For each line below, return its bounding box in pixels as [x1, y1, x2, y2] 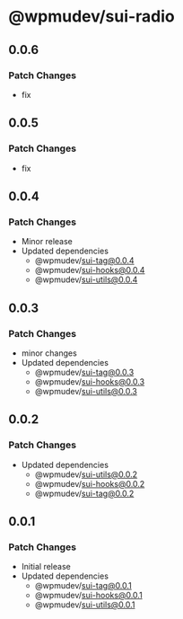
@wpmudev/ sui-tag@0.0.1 [34, 580, 132, 591]
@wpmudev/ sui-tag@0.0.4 [34, 255, 135, 266]
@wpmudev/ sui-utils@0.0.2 [34, 469, 138, 480]
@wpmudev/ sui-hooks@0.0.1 [34, 590, 143, 601]
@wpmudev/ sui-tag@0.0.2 [34, 488, 135, 499]
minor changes [21, 348, 77, 358]
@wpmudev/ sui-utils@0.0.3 [34, 385, 138, 396]
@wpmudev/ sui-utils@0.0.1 [34, 599, 135, 610]
